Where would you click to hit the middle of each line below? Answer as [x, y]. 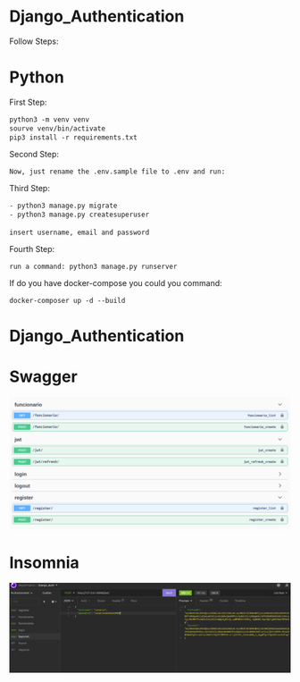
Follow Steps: [34, 41]
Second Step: [34, 154]
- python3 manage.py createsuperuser [79, 215]
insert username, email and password [79, 232]
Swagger [43, 377]
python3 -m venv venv [50, 119]
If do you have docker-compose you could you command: [116, 282]
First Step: [28, 102]
